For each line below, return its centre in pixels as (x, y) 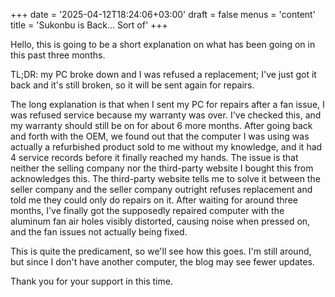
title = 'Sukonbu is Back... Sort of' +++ (89, 25)
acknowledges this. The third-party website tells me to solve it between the (165, 178)
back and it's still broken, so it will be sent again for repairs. (132, 85)
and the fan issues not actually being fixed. (99, 232)
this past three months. (58, 55)
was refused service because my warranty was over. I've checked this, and (166, 115)
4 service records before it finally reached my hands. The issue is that (154, 157)
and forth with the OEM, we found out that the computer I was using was (160, 136)
